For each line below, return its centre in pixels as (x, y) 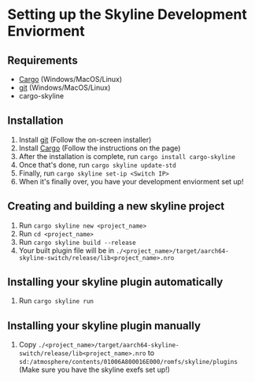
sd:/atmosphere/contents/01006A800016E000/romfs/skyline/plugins (128, 362)
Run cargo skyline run (56, 301)
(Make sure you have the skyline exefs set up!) (94, 370)
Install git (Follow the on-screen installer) (85, 139)
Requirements (42, 60)
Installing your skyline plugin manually (104, 326)
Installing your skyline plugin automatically (115, 282)
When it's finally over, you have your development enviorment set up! (131, 181)
